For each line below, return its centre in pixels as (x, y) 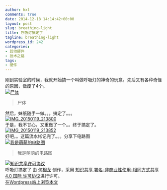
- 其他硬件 (15, 51)
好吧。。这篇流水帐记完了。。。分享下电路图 (48, 136)
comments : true (21, 14)
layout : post (19, 24)
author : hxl (17, 10)
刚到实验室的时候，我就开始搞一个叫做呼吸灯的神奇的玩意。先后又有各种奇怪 (83, 80)
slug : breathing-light (29, 28)
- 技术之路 (15, 56)
